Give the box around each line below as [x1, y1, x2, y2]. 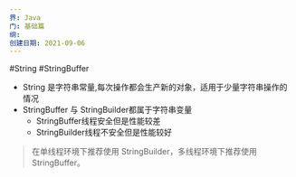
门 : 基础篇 [9, 22, 45, 31]
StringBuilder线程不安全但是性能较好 [35, 127, 173, 138]
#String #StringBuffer [9, 63, 90, 74]
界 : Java [9, 13, 41, 23]
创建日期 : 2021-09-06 [9, 38, 86, 48]
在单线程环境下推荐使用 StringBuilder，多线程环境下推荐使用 [31, 146, 258, 157]
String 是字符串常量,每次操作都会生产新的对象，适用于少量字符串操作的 [22, 82, 288, 93]
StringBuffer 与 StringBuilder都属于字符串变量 [22, 105, 193, 116]
